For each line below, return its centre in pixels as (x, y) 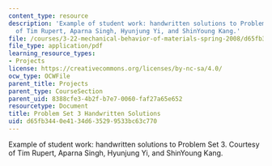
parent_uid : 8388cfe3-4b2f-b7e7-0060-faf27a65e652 (96, 99)
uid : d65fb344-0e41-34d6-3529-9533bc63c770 (83, 121)
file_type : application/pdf (56, 46)
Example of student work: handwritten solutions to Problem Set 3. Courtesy (134, 144)
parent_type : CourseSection (56, 91)
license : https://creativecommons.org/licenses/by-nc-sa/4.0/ (115, 69)
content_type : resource (49, 16)
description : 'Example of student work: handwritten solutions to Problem (137, 23)
